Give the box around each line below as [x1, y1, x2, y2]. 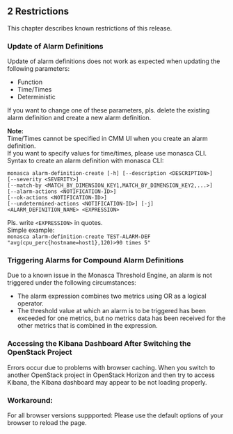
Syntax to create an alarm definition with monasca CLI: [7, 156, 164, 165]
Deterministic [17, 93, 56, 101]
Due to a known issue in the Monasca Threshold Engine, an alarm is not [7, 271, 212, 280]
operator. [17, 299, 44, 308]
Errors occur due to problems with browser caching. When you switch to [7, 363, 216, 372]
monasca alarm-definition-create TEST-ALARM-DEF [7, 233, 151, 240]
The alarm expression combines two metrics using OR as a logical [17, 292, 207, 301]
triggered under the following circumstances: [7, 278, 137, 287]
